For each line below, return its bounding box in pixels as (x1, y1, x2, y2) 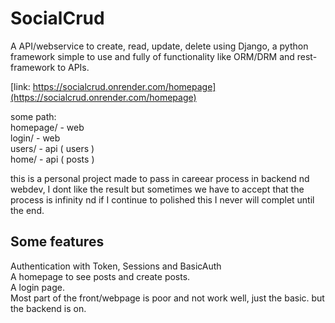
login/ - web (10, 132, 61, 144)
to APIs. (57, 61, 90, 73)
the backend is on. (10, 302, 87, 314)
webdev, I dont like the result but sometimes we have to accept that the (10, 183, 305, 195)
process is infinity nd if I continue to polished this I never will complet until (10, 193, 315, 206)
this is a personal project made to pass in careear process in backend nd (10, 172, 310, 184)
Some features (10, 233, 105, 251)
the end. (10, 204, 45, 216)
